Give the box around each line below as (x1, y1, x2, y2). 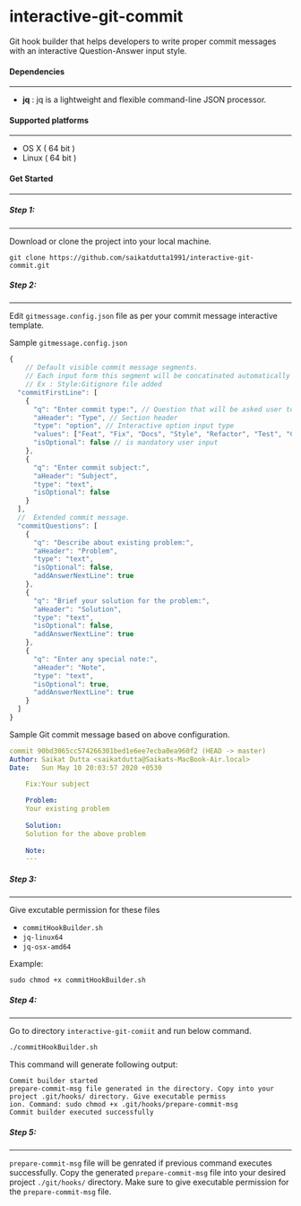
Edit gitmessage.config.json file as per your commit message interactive (9, 311, 278, 322)
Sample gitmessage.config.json (9, 338, 128, 349)
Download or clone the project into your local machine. (9, 236, 212, 246)
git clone (9, 253, 47, 262)
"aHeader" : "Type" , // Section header (32, 413, 178, 422)
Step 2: (9, 280, 38, 290)
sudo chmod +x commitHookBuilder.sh (9, 976, 146, 985)
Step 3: (9, 874, 38, 884)
